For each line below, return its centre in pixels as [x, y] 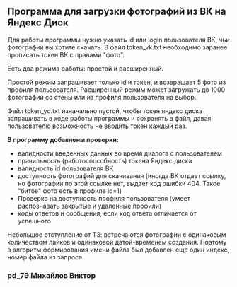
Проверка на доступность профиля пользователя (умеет [104, 198]
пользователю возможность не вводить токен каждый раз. [97, 126]
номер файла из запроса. [46, 257]
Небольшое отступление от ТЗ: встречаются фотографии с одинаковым [117, 234]
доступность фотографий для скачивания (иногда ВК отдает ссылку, [122, 175]
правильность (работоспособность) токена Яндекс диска [105, 160]
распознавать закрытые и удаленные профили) [89, 206]
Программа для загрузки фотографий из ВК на [117, 12]
